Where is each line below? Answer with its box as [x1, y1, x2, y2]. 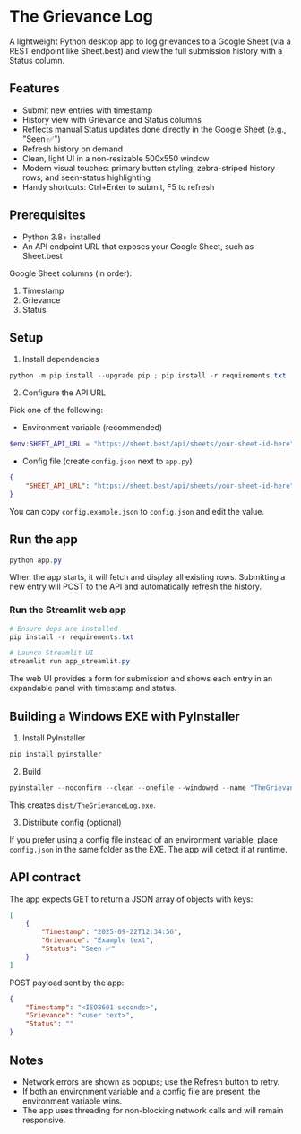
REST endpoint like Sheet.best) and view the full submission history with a [9, 45, 283, 56]
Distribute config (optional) [21, 817, 123, 827]
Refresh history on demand [21, 143, 124, 154]
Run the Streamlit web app [9, 603, 127, 616]
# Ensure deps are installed [9, 624, 118, 633]
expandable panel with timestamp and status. [9, 683, 177, 694]
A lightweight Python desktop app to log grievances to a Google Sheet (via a [9, 36, 291, 47]
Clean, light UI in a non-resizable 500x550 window [21, 152, 210, 163]
